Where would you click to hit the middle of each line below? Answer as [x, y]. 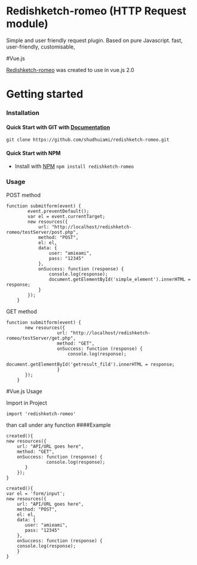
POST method [23, 195]
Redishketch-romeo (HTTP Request [96, 11]
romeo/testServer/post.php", [42, 232]
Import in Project [27, 403]
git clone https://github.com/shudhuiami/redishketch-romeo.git [88, 140]
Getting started [45, 94]
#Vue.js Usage [24, 391]
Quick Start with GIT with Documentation [58, 127]
